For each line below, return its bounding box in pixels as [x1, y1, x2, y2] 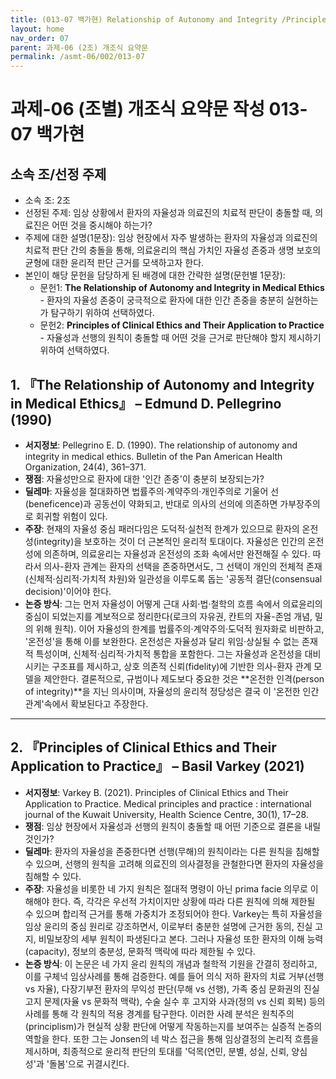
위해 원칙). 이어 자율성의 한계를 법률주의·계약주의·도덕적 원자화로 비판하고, [35, 622, 325, 635]
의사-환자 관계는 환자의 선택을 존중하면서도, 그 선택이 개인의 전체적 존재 [43, 560, 323, 572]
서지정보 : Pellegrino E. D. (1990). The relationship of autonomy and [24, 439, 298, 451]
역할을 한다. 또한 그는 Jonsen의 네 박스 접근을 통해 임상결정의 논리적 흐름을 [24, 1032, 320, 1045]
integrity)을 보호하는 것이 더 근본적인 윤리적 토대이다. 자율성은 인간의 [36, 535, 306, 547]
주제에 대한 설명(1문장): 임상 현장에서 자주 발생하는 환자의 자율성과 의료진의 [24, 232, 318, 244]
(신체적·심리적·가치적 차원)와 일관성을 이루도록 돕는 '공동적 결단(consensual [24, 572, 323, 585]
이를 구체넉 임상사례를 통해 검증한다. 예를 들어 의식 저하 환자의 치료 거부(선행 [24, 970, 325, 982]
